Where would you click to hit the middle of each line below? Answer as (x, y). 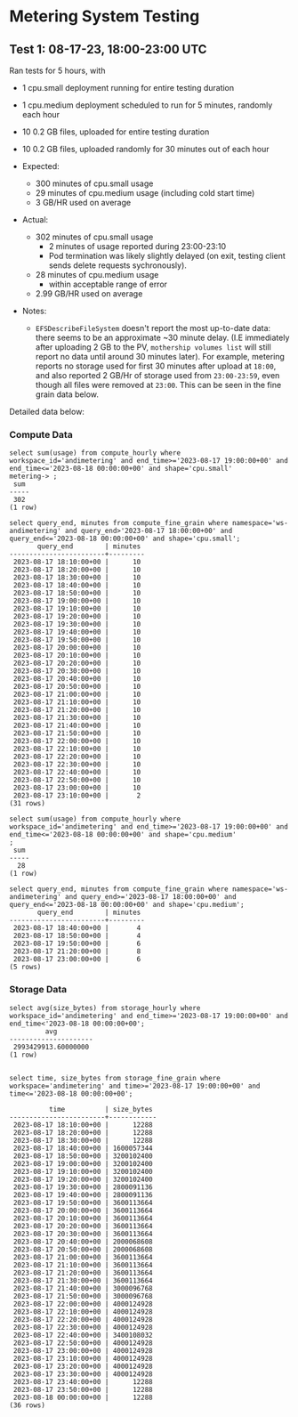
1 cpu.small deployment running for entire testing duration (128, 88)
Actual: (35, 219)
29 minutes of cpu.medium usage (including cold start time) (145, 193)
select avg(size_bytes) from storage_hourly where (105, 1008)
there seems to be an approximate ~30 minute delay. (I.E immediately (162, 337)
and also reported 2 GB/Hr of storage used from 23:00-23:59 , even (157, 375)
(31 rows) (28, 804)
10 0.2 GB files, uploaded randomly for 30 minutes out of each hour (145, 149)
